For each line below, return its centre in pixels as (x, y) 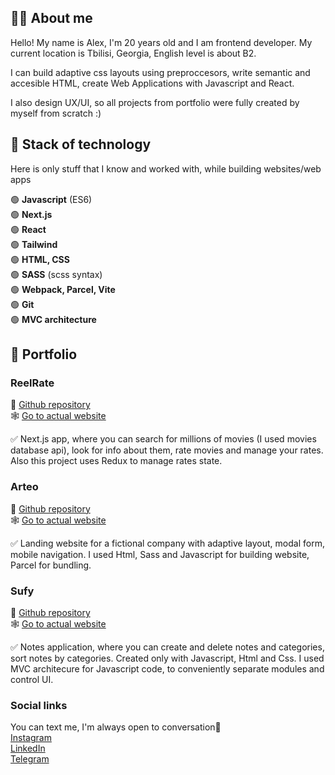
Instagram (31, 738)
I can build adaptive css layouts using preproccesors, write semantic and (160, 72)
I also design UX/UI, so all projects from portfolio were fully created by (155, 102)
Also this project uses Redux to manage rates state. (116, 461)
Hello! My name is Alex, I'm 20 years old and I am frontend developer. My (161, 42)
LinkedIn (28, 748)
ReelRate (32, 383)
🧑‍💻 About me (51, 18)
